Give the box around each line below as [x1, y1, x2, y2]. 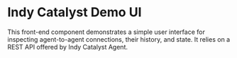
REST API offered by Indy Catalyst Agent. [7, 42, 128, 51]
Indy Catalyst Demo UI [7, 4, 142, 21]
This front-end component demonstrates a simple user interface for [7, 28, 206, 36]
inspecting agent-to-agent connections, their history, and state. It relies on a [7, 35, 231, 43]
